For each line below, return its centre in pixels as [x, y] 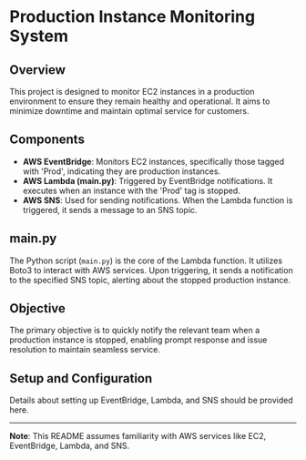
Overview [38, 70]
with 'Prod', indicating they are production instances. [122, 171]
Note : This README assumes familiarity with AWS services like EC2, [138, 436]
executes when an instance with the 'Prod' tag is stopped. [132, 190]
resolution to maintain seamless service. [85, 350]
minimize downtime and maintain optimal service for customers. [129, 111]
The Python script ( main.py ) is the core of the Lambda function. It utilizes [146, 261]
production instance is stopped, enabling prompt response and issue [138, 340]
